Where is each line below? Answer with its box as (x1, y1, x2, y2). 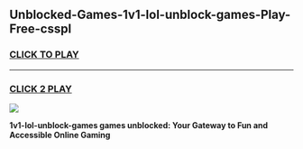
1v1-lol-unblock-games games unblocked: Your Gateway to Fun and (9, 119, 269, 130)
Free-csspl (9, 22, 72, 37)
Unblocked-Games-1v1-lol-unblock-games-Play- (9, 7, 291, 23)
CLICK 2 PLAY (9, 82, 72, 95)
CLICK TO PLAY (9, 49, 79, 61)
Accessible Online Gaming (9, 129, 111, 140)
